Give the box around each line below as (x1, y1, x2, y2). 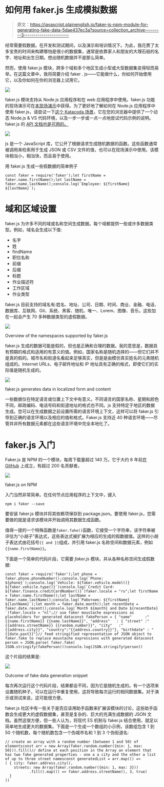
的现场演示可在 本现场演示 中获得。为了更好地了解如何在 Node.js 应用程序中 (5, 103, 156, 108)
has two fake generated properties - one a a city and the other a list (5, 752, 156, 757)
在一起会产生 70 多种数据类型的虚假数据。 (5, 314, 90, 319)
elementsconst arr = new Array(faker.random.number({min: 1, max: (5, 744, 143, 748)
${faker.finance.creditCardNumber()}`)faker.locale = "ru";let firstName (5, 589, 159, 594)
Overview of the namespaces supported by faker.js (5, 333, 108, 339)
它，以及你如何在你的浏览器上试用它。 (5, 77, 82, 83)
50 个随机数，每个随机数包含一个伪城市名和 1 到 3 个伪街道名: (5, 729, 129, 735)
